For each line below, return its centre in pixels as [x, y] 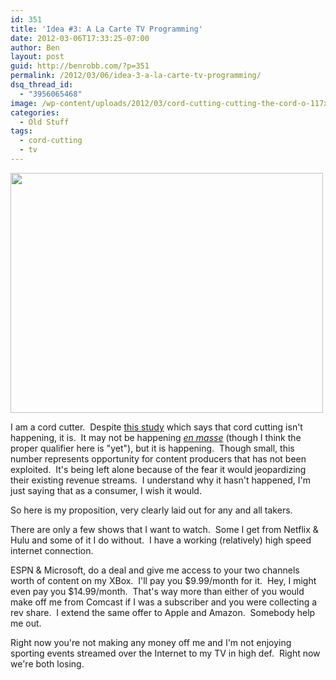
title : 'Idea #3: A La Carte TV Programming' [106, 29]
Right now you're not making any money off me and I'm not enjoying [151, 642]
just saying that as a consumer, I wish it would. [106, 490]
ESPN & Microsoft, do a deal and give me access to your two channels [155, 570]
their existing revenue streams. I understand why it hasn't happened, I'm [161, 480]
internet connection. [52, 550]
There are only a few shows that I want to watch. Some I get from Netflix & [164, 529]
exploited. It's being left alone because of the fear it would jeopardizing [158, 469]
